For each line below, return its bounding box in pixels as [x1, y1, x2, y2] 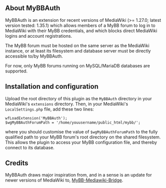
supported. [5, 68, 28, 74]
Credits [5, 159, 29, 168]
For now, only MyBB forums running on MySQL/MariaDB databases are [5, 63, 150, 68]
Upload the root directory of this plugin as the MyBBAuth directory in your [5, 95, 152, 101]
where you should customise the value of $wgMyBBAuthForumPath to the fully [5, 128, 158, 134]
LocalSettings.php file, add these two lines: [5, 106, 94, 112]
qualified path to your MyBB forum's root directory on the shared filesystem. [5, 134, 161, 140]
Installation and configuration [5, 82, 99, 91]
